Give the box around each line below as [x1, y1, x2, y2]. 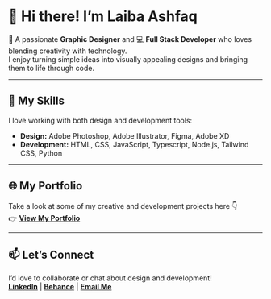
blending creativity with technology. [8, 46, 127, 56]
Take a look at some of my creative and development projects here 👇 [8, 201, 238, 210]
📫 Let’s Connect [8, 247, 94, 261]
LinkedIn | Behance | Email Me [8, 282, 112, 292]
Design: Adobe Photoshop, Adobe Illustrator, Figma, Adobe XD [19, 131, 230, 140]
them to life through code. [8, 63, 95, 73]
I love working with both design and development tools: [8, 115, 193, 125]
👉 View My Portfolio [8, 213, 81, 222]
